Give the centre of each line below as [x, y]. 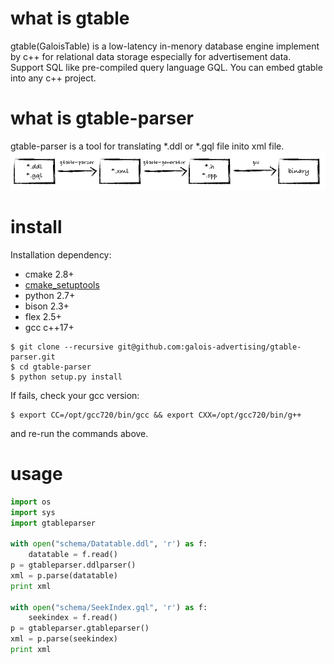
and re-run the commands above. [79, 433]
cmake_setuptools [62, 284]
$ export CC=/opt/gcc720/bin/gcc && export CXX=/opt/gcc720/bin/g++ [156, 415]
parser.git [33, 357]
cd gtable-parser [55, 367]
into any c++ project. [53, 78]
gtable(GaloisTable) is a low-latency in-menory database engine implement [165, 46]
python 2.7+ [50, 295]
